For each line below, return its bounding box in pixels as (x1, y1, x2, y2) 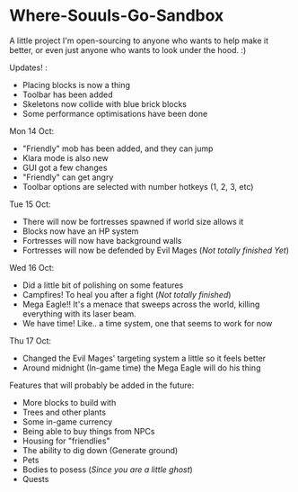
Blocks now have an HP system (22, 226, 139, 237)
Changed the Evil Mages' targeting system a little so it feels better (22, 353, 267, 363)
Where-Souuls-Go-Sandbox (9, 5, 224, 26)
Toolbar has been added (22, 89, 114, 100)
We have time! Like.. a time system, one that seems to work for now (22, 318, 273, 328)
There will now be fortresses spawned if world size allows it (22, 216, 244, 227)
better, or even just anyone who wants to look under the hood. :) (9, 44, 247, 55)
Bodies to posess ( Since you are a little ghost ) (22, 464, 193, 475)
